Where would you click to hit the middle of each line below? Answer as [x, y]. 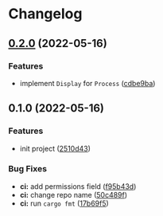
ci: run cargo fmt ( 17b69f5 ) [64, 203]
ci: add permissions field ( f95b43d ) [78, 186]
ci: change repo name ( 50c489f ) [74, 194]
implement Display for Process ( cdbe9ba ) [87, 83]
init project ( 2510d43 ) [55, 148]
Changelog [45, 14]
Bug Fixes [28, 169]
